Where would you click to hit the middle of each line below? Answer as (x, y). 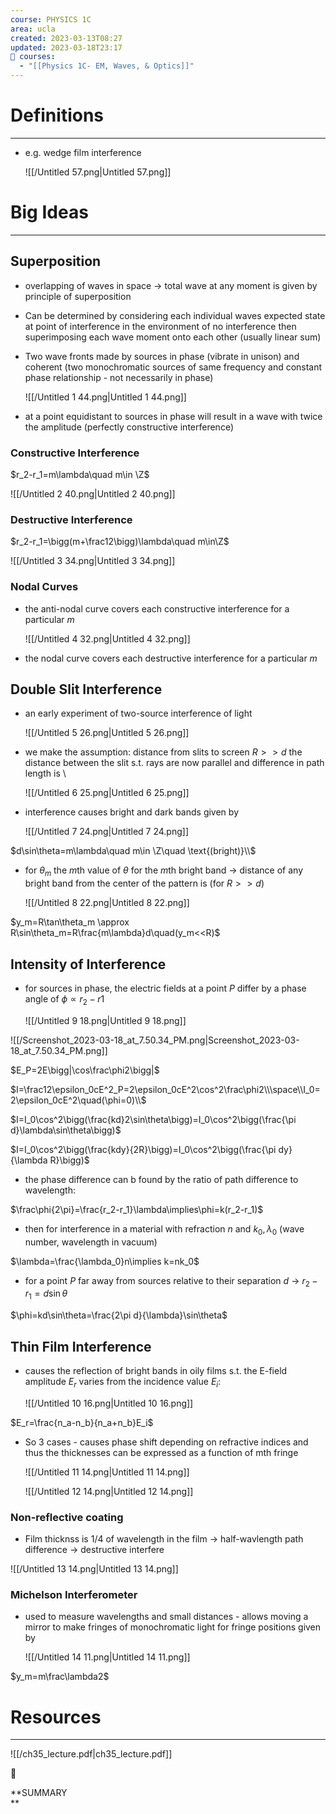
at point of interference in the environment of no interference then (160, 326)
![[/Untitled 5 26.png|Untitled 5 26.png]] (107, 733)
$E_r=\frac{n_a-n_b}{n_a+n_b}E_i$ (82, 1422)
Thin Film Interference (81, 1346)
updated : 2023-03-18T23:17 (66, 47)
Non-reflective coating (67, 1517)
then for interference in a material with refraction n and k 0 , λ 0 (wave (164, 1229)
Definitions (57, 115)
